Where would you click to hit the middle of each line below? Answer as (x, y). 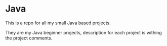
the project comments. (29, 38)
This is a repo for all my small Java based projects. (58, 23)
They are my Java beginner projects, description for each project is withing (83, 32)
